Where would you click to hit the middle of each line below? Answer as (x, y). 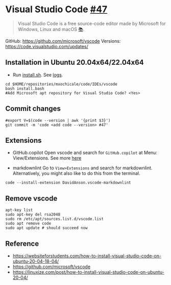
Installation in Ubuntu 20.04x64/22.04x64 (75, 62)
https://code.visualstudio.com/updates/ (47, 46)
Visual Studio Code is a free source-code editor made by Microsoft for (92, 23)
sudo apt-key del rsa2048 (33, 215)
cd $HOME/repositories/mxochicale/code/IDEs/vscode (61, 84)
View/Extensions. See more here (47, 158)
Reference (22, 243)
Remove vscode (31, 198)
